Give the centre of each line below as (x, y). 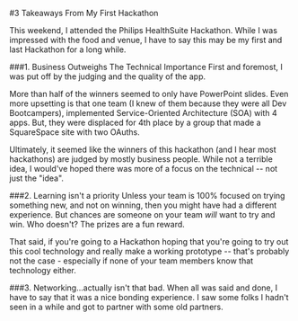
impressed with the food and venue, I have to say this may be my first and (146, 40)
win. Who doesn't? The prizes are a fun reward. (97, 224)
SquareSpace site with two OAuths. (75, 132)
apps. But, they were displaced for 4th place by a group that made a (135, 122)
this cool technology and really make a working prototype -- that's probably (149, 251)
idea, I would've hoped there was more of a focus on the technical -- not (144, 169)
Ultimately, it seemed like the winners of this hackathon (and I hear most (143, 149)
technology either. (43, 270)
